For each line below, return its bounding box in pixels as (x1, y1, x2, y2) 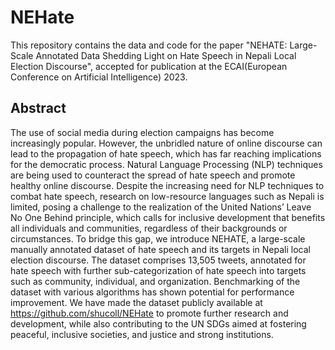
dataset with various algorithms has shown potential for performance (10, 286, 295, 298)
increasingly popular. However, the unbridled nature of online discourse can (10, 137, 323, 149)
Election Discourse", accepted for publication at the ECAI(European (10, 60, 288, 72)
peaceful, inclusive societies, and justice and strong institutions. (10, 328, 274, 340)
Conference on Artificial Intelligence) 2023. (10, 71, 188, 83)
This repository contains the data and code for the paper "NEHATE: (10, 39, 288, 51)
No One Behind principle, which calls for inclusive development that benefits (10, 211, 326, 223)
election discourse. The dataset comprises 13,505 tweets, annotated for (10, 254, 307, 266)
